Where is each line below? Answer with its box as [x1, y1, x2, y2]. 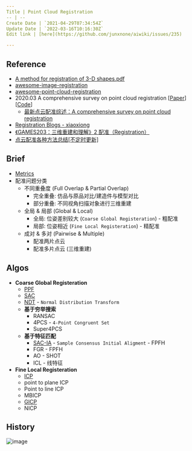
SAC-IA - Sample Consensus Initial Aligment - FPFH [33, 339, 165, 346]
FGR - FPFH [33, 345, 63, 352]
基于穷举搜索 [24, 305, 56, 313]
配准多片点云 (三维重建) [33, 245, 92, 252]
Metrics [14, 170, 34, 177]
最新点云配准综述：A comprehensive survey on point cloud [24, 108, 171, 115]
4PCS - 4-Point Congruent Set [33, 319, 110, 326]
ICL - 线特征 [33, 359, 63, 366]
